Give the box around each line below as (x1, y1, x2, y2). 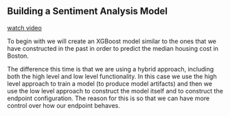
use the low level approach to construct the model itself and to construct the (7, 86, 223, 95)
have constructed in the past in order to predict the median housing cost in (7, 44, 218, 52)
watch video (7, 23, 43, 32)
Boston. (7, 51, 30, 60)
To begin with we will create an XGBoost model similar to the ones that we (7, 37, 216, 45)
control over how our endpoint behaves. (7, 101, 120, 109)
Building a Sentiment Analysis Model (7, 5, 168, 17)
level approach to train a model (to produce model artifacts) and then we (7, 79, 213, 88)
